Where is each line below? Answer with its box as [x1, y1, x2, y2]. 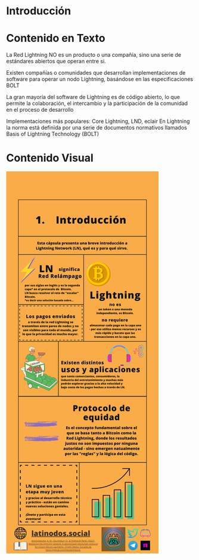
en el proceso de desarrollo [6, 106, 74, 113]
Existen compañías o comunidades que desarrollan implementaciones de [6, 69, 186, 76]
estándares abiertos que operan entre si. [6, 58, 106, 65]
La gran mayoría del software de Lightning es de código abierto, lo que [6, 94, 181, 101]
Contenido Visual [6, 151, 94, 165]
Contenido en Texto [6, 32, 105, 45]
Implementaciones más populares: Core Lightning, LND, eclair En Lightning [6, 118, 190, 125]
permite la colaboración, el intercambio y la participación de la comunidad [6, 100, 188, 107]
